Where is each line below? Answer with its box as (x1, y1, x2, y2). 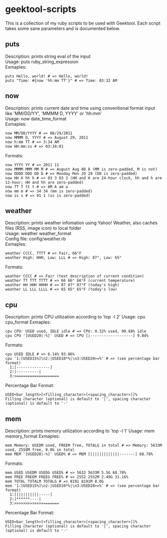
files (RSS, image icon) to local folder (5, 225, 81, 231)
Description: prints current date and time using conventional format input (5, 105, 155, 111)
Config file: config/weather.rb (5, 236, 66, 242)
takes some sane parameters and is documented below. (5, 25, 120, 31)
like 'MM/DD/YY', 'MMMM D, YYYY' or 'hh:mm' (5, 110, 102, 116)
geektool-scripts (5, 4, 76, 15)
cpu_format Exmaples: (5, 319, 51, 325)
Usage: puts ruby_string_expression (5, 59, 79, 65)
